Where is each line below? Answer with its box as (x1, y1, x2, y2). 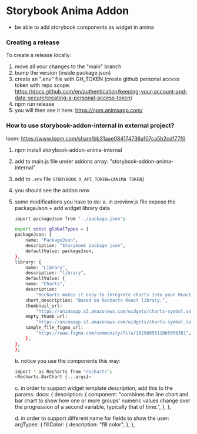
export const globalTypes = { (14, 226, 89, 232)
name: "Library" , (25, 265, 68, 271)
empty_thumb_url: (25, 313, 68, 320)
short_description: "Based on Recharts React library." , (25, 297, 168, 303)
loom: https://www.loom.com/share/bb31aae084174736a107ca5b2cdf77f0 (6, 135, 186, 142)
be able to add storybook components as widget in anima (14, 24, 154, 31)
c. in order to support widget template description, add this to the (14, 385, 173, 392)
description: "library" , (25, 270, 86, 276)
